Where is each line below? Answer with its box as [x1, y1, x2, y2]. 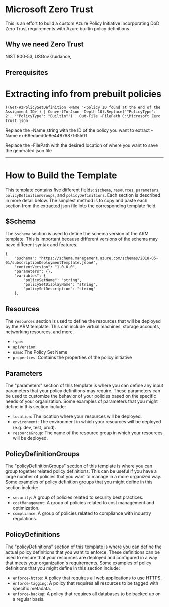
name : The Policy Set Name [12, 349, 68, 355]
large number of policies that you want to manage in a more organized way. [5, 474, 162, 480]
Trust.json [5, 118, 28, 124]
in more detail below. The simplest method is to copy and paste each [5, 198, 148, 204]
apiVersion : [12, 344, 37, 350]
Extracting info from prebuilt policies [5, 88, 162, 100]
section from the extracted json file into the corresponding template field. [5, 203, 157, 209]
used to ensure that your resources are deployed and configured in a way [5, 555, 157, 561]
